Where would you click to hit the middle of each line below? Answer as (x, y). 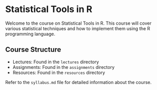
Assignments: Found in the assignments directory (64, 67)
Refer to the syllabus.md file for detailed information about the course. (78, 82)
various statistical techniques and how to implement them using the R (78, 28)
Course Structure (33, 50)
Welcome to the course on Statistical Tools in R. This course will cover (78, 23)
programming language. (30, 34)
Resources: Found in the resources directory (59, 72)
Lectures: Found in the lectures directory (56, 62)
